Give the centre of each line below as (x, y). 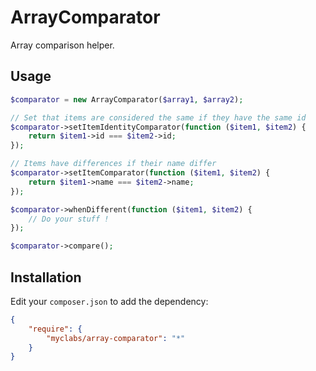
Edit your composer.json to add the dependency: (109, 301)
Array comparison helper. (62, 45)
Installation (46, 277)
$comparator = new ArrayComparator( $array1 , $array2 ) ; (127, 99)
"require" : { (55, 329)
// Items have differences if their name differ (113, 164)
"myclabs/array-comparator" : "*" (116, 338)
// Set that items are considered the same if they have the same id (158, 117)
